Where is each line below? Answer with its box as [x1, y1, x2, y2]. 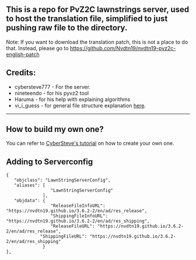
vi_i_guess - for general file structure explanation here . [14, 102, 146, 109]
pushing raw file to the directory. [6, 23, 128, 33]
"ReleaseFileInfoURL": [50, 203, 106, 209]
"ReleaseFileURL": [50, 223, 95, 230]
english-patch [6, 51, 40, 58]
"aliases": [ [13, 182, 45, 189]
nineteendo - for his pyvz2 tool [14, 89, 89, 96]
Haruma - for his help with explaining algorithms [14, 96, 131, 103]
